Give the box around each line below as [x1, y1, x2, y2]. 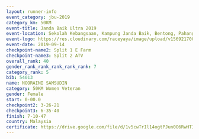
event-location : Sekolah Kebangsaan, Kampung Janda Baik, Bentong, [6, 31, 176, 37]
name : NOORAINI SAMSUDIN [6, 80, 68, 86]
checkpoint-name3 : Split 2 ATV [6, 53, 84, 59]
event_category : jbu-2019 [6, 14, 70, 20]
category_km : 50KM [6, 20, 52, 25]
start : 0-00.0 [6, 96, 41, 102]
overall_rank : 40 [6, 58, 49, 64]
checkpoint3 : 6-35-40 [6, 108, 60, 114]
